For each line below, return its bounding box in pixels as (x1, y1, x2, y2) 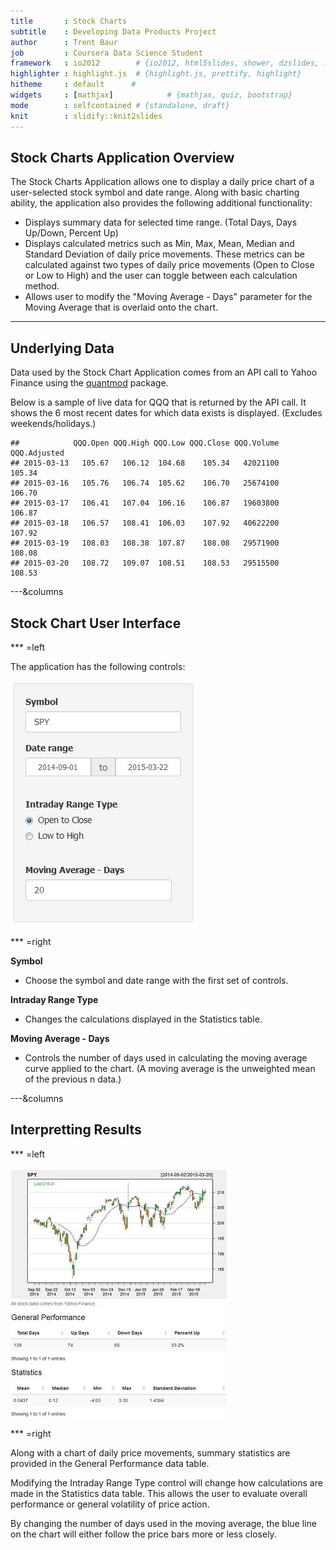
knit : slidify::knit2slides (10, 111, 163, 121)
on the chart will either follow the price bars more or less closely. (10, 1528, 277, 1540)
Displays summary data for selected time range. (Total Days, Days (24, 216, 298, 229)
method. (24, 280, 60, 292)
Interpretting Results (10, 1121, 142, 1139)
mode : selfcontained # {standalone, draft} (10, 100, 230, 110)
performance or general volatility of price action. (10, 1498, 210, 1510)
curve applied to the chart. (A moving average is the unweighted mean (24, 1062, 316, 1074)
